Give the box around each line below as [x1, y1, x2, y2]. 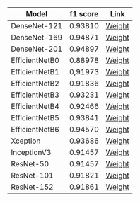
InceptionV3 [11, 148, 52, 157]
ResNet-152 [11, 182, 54, 192]
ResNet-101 [11, 171, 54, 180]
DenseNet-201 [11, 44, 63, 54]
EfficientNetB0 [11, 56, 60, 65]
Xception [11, 136, 41, 146]
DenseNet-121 [11, 21, 63, 30]
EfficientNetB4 [11, 102, 60, 111]
